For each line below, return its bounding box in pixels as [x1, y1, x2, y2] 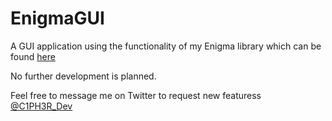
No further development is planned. [10, 70, 157, 82]
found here [10, 50, 56, 62]
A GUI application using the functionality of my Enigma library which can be [10, 40, 322, 52]
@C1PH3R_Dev [10, 100, 73, 112]
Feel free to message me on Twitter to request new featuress [10, 89, 262, 101]
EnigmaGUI [10, 7, 105, 30]
